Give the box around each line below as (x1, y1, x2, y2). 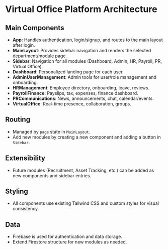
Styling (5, 187, 29, 196)
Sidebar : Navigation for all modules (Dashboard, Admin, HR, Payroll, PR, (12, 58, 162, 64)
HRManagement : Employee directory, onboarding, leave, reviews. (12, 85, 150, 91)
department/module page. (12, 53, 67, 59)
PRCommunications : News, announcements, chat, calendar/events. (12, 95, 154, 101)
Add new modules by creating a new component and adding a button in (12, 134, 161, 140)
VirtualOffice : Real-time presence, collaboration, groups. (12, 101, 132, 106)
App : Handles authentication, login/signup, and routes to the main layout (12, 37, 163, 43)
